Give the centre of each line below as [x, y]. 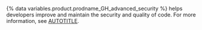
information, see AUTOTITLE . [43, 21]
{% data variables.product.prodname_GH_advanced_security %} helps [95, 9]
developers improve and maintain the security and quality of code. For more [101, 15]
